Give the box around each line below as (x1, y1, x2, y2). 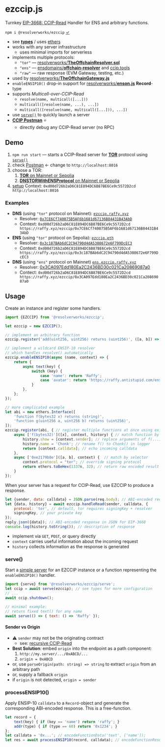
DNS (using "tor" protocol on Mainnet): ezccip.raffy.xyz (12, 211, 129, 216)
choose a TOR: (12, 167, 43, 173)
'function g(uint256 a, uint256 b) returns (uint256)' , (14, 419, 131, 424)
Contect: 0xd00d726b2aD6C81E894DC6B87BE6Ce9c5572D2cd (19, 269, 131, 275)
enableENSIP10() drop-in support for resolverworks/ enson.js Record (12, 80, 151, 86)
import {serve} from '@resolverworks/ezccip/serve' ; (5, 582, 115, 587)
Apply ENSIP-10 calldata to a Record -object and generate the (5, 700, 129, 706)
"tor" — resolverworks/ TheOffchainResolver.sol (19, 59, 120, 65)
